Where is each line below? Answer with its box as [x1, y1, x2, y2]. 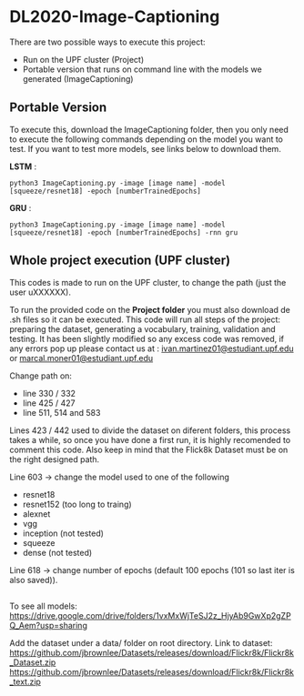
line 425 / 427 [22, 398, 76, 409]
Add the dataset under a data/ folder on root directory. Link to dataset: [9, 637, 273, 648]
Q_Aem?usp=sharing [9, 620, 88, 630]
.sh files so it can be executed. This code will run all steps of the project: [9, 314, 280, 325]
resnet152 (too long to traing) [22, 499, 132, 509]
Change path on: [9, 370, 73, 381]
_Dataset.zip [9, 657, 56, 668]
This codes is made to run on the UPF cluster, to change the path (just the [9, 277, 287, 287]
